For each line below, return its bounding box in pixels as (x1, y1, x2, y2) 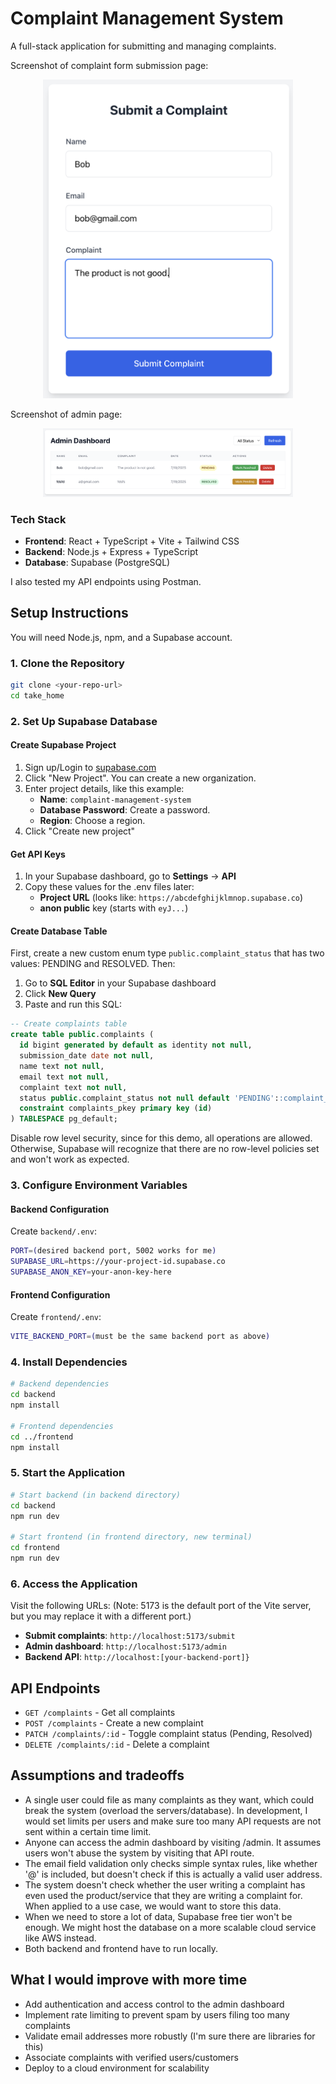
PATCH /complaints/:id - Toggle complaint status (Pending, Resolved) (24, 1728, 313, 1739)
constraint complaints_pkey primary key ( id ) (19, 1103, 213, 1114)
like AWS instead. (24, 1932, 97, 1944)
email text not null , (19, 1072, 110, 1082)
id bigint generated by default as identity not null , (19, 1040, 253, 1051)
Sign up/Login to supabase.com (24, 762, 157, 774)
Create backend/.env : (10, 1225, 97, 1237)
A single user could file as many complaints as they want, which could (24, 1793, 315, 1806)
